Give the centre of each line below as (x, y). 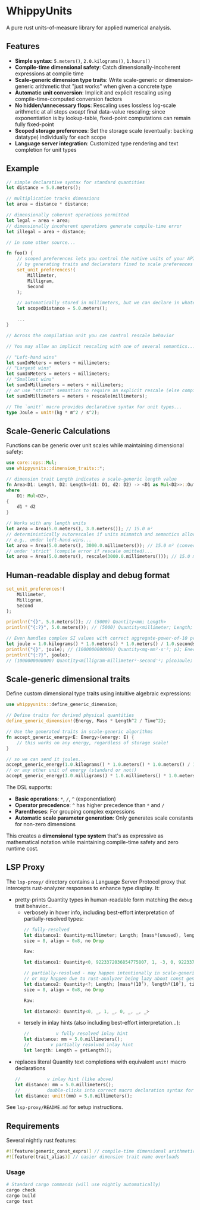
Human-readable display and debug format (88, 575)
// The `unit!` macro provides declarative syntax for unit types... (94, 407)
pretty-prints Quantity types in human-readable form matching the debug (104, 899)
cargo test (20, 1201)
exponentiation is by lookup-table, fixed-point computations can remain (103, 118)
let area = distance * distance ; (48, 204)
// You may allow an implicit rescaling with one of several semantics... (101, 346)
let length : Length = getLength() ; (68, 1050)
